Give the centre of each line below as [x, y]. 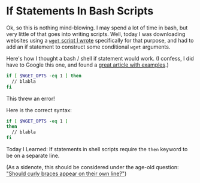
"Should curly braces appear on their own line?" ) [66, 174]
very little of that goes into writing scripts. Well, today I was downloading [96, 34]
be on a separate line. [33, 156]
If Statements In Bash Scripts [80, 11]
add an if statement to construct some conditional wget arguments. [88, 47]
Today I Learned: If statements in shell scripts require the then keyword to [97, 149]
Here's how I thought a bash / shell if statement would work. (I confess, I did [100, 58]
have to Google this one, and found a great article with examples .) [87, 65]
